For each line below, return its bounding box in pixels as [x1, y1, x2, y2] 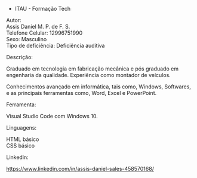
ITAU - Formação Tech [14, 5, 70, 12]
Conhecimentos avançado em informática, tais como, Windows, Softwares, [6, 83, 191, 90]
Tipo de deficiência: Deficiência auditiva [6, 42, 105, 49]
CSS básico [6, 142, 35, 149]
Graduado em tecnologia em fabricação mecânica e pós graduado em [6, 65, 179, 72]
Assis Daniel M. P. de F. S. [6, 23, 70, 30]
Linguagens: [6, 124, 37, 131]
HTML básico [6, 136, 39, 143]
